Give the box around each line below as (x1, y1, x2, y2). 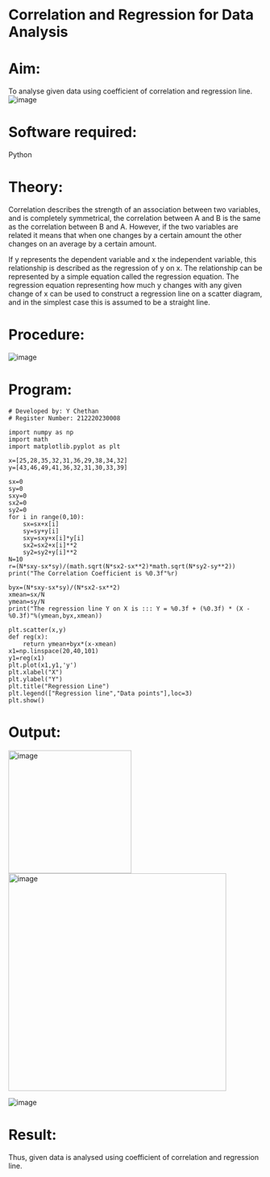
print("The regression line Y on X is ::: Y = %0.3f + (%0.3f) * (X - (8, 605, 251, 613)
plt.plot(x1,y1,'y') (8, 661, 78, 669)
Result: (8, 1126, 57, 1144)
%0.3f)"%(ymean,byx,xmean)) (8, 611, 103, 620)
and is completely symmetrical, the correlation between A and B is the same (8, 214, 261, 223)
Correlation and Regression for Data (8, 6, 254, 24)
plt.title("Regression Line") (8, 682, 110, 690)
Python (8, 150, 32, 160)
